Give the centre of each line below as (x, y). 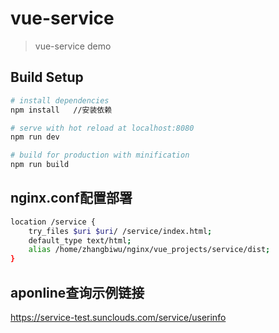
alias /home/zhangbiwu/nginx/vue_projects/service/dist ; (149, 250)
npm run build (40, 165)
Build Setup (47, 77)
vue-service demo (73, 46)
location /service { (53, 222)
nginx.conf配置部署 (71, 198)
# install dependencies (60, 100)
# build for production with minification (100, 155)
